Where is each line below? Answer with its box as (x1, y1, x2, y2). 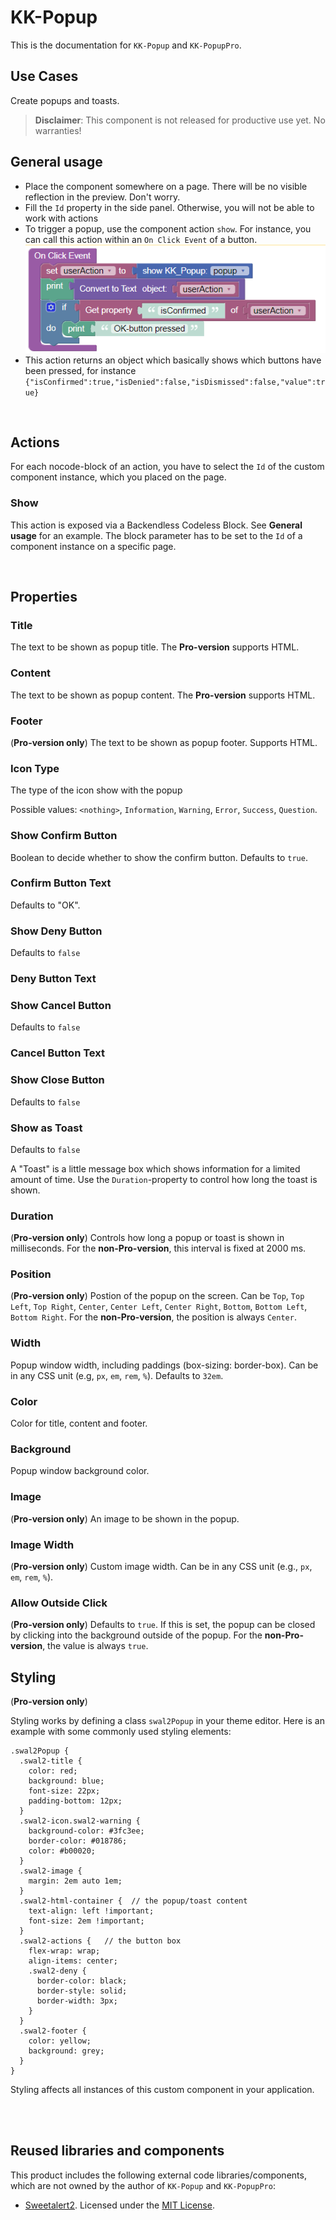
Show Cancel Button (10, 999, 112, 1012)
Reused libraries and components (10, 2142, 225, 2160)
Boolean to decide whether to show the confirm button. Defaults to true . (10, 851, 308, 863)
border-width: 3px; (36, 1996, 118, 2006)
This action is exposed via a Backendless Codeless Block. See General (10, 519, 303, 531)
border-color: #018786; (28, 1836, 128, 1846)
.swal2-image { (19, 1866, 83, 1876)
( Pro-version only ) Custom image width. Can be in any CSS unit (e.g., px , (10, 1560, 313, 1572)
